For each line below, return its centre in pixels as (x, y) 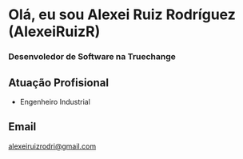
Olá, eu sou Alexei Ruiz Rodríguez (122, 15)
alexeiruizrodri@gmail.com (52, 146)
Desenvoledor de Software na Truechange (92, 57)
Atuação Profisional (59, 83)
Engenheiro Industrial (55, 101)
